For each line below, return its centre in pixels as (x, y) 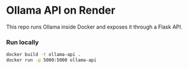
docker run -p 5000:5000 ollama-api (51, 60)
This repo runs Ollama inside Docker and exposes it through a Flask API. (94, 27)
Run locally (23, 42)
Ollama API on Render (61, 10)
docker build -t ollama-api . (44, 55)
